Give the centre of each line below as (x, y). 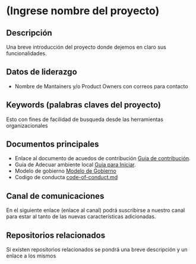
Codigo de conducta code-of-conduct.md (66, 177)
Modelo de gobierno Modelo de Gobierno (66, 171)
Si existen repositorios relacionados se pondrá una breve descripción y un (97, 250)
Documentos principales (53, 144)
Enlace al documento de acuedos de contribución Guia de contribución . (103, 158)
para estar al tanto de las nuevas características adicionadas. (81, 217)
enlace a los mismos (31, 256)
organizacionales (27, 125)
